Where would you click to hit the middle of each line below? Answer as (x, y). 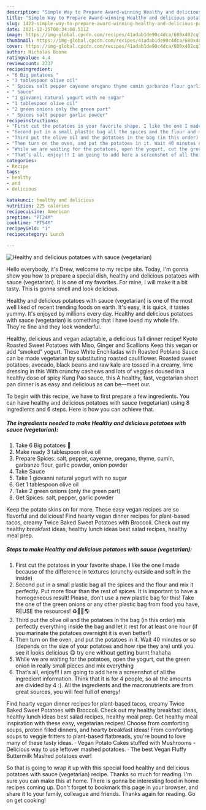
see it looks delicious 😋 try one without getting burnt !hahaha (93, 652)
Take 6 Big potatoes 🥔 (43, 445)
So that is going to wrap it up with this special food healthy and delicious (98, 768)
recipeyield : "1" (29, 229)
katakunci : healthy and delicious (51, 200)
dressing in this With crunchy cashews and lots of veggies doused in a (96, 371)
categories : (21, 160)
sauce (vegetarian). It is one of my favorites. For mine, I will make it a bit (97, 282)
